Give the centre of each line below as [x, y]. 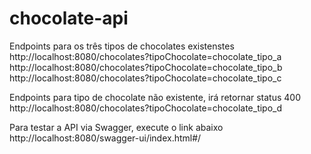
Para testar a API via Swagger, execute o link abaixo [116, 127]
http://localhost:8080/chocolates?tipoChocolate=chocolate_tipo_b [146, 67]
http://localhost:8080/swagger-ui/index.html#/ [105, 138]
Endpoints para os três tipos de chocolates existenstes [122, 46]
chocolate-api [69, 18]
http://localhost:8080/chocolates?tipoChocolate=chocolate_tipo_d [146, 108]
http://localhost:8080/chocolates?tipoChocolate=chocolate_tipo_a [145, 56]
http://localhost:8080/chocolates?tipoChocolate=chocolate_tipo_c [145, 78]
